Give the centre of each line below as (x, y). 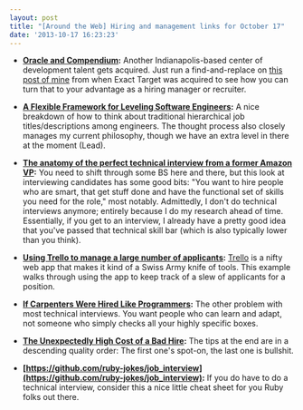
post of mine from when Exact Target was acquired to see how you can (155, 80)
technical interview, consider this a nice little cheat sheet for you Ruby (153, 387)
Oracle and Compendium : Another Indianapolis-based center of (142, 61)
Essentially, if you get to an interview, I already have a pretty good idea (154, 221)
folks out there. (51, 397)
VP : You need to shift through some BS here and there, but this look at (153, 172)
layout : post (34, 18)
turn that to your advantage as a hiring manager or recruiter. (134, 89)
